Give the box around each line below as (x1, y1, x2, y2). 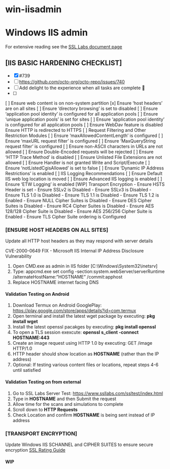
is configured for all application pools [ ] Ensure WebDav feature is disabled (5, 121, 163, 128)
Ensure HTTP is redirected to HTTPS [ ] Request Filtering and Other (5, 127, 146, 133)
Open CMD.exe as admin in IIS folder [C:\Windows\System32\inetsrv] (12, 263, 158, 269)
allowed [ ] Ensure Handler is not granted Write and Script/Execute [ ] (5, 159, 150, 165)
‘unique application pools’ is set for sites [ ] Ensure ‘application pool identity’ (5, 116, 165, 122)
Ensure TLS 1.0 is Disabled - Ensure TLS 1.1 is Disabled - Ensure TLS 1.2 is (5, 192, 159, 198)
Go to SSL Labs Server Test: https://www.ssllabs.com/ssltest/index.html (12, 390, 163, 396)
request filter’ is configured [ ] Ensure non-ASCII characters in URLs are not (5, 143, 163, 149)
